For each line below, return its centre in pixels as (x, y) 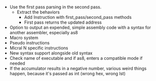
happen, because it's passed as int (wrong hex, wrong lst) (68, 74)
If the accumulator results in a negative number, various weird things (78, 68)
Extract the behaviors (38, 12)
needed (17, 63)
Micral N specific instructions (39, 48)
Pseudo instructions (30, 43)
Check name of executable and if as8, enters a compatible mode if (76, 58)
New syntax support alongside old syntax (51, 53)
